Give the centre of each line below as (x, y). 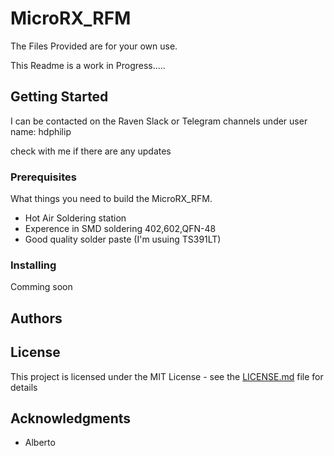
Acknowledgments (71, 418)
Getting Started (59, 97)
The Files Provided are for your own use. (94, 46)
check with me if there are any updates (91, 151)
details (24, 387)
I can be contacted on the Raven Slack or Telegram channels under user (159, 121)
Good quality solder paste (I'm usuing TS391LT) (123, 239)
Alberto (40, 443)
